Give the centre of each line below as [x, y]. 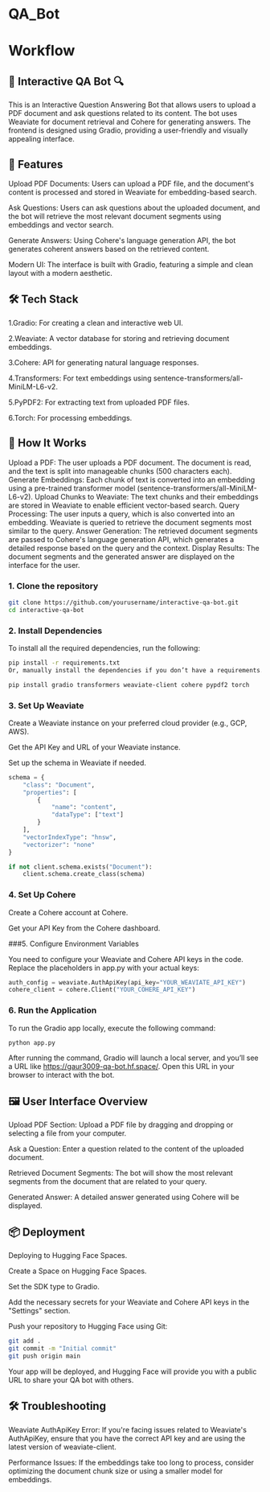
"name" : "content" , [84, 808]
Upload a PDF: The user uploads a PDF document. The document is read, [130, 462]
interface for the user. [44, 565]
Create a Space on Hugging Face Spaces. [78, 1271]
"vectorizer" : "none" [59, 845]
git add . [25, 1341]
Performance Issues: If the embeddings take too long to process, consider [131, 1462]
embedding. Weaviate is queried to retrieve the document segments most [130, 522]
